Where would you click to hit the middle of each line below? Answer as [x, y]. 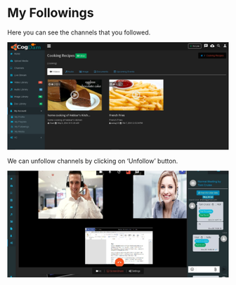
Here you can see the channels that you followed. [79, 32]
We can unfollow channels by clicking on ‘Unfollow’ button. [93, 161]
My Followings [51, 13]
